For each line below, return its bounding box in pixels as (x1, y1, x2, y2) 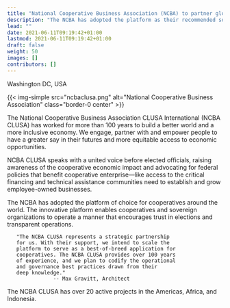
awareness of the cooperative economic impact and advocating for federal (7, 163, 218, 171)
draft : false (7, 42, 44, 49)
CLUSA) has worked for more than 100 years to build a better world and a (7, 120, 214, 129)
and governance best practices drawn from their (16, 263, 157, 270)
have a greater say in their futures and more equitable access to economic (7, 135, 217, 144)
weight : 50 (7, 49, 38, 55)
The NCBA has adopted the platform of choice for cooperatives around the (7, 198, 218, 206)
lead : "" (7, 23, 32, 29)
